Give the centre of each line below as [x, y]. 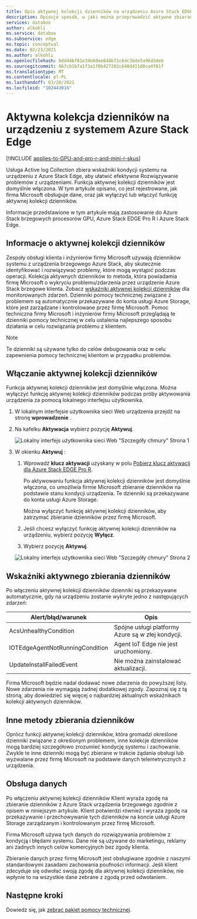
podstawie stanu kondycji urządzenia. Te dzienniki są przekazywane [106, 494]
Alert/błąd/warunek [58, 618]
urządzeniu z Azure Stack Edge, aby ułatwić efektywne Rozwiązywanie [92, 176]
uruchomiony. [133, 652]
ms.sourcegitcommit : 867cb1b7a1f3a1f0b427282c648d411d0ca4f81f [85, 66]
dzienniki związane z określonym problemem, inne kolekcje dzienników [92, 740]
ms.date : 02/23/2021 [31, 50]
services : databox [28, 22]
